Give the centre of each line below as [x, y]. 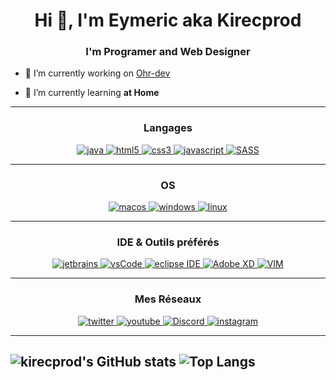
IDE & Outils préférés [168, 242]
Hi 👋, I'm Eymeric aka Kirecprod [168, 20]
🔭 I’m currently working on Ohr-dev [97, 73]
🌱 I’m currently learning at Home [92, 93]
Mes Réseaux [168, 299]
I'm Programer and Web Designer [168, 52]
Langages [168, 128]
